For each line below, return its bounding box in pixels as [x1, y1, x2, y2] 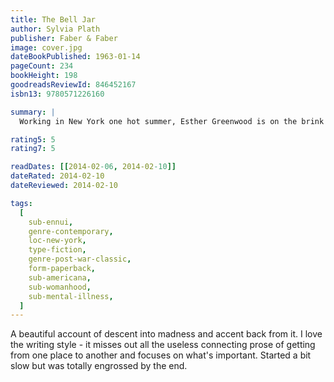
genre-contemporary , [28, 226, 114, 236]
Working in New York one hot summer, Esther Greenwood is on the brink [19, 116, 325, 126]
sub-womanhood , [28, 282, 92, 292]
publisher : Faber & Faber [10, 33, 118, 43]
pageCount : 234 [10, 61, 74, 71]
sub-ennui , [28, 217, 74, 227]
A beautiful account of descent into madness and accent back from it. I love [10, 328, 323, 340]
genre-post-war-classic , [28, 254, 132, 265]
